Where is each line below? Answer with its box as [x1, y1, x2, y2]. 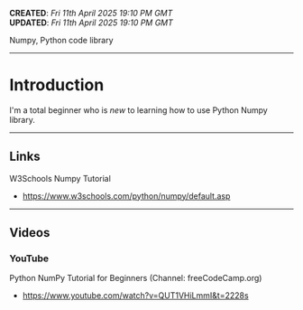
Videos [9, 225, 50, 240]
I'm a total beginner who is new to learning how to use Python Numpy [9, 104, 268, 116]
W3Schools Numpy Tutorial [9, 173, 111, 183]
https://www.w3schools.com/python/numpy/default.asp [22, 190, 231, 202]
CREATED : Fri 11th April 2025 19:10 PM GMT [9, 8, 173, 18]
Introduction [9, 75, 105, 96]
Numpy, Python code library [9, 35, 114, 45]
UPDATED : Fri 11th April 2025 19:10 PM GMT [9, 17, 174, 28]
